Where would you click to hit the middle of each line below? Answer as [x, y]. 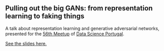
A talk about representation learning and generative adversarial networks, [82, 28]
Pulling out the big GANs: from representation [79, 8]
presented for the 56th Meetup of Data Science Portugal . [65, 34]
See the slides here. [26, 43]
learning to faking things [45, 16]
